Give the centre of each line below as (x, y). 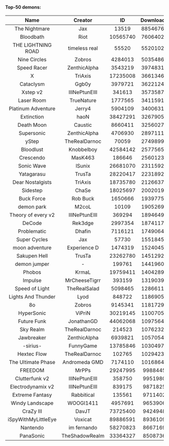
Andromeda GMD (83, 362)
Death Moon (32, 125)
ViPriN (83, 313)
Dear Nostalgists (32, 182)
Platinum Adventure (32, 109)
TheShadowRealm (83, 436)
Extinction (32, 117)
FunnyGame (83, 346)
